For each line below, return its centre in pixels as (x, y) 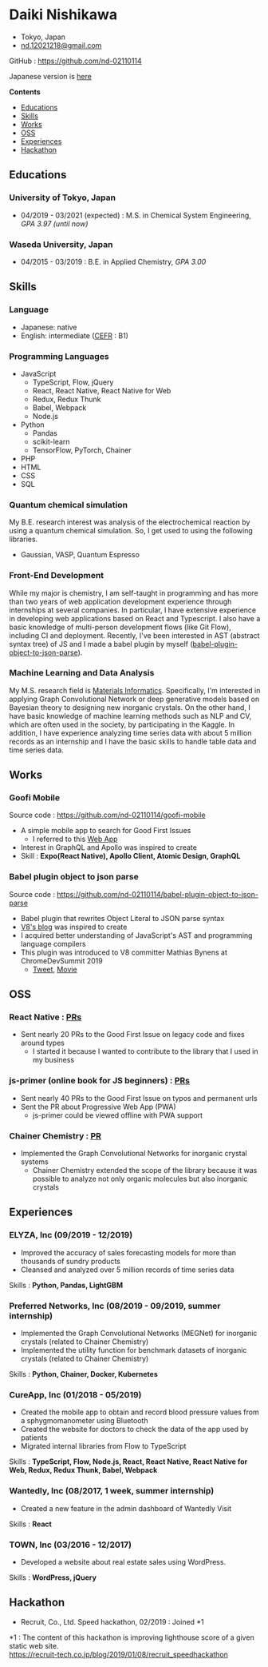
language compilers (53, 943)
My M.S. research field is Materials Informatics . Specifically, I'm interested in (135, 690)
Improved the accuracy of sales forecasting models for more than (128, 1252)
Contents (25, 92)
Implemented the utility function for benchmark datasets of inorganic (134, 1350)
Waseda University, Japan (61, 244)
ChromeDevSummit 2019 (61, 960)
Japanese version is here (51, 76)
